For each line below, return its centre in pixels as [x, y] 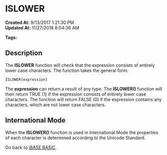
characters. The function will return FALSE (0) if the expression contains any [83, 99]
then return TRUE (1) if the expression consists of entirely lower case [76, 94]
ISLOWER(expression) [27, 79]
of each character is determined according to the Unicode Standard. [75, 138]
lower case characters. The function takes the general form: [67, 70]
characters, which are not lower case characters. [56, 105]
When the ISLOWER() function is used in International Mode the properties [82, 132]
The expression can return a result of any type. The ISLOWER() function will [84, 89]
